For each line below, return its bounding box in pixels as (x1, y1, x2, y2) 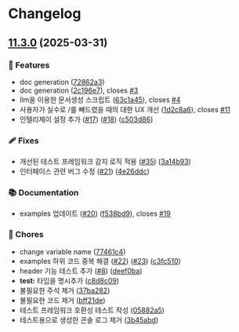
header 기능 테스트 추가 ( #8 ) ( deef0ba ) (19, 266, 143, 275)
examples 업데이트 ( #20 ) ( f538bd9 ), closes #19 (19, 209, 171, 218)
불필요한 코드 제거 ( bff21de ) (19, 295, 106, 305)
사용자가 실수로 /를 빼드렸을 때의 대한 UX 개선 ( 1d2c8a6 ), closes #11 (19, 104, 231, 114)
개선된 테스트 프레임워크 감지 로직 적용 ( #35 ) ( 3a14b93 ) (19, 157, 192, 166)
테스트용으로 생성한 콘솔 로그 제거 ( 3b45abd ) (19, 315, 159, 324)
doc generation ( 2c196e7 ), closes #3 (19, 86, 139, 95)
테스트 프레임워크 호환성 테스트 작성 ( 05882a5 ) (19, 305, 165, 315)
